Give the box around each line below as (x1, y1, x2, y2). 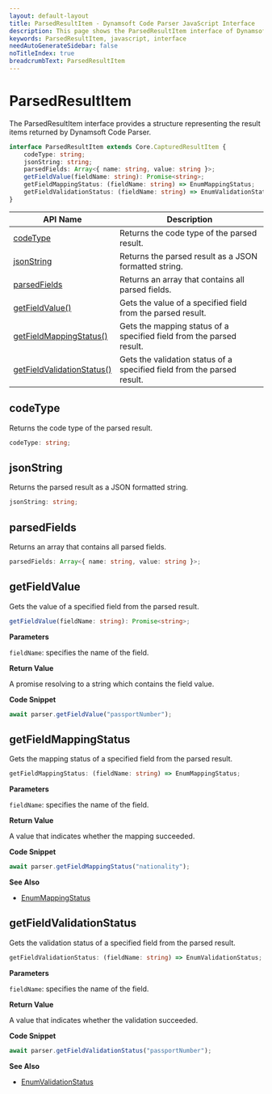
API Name (43, 214, 82, 225)
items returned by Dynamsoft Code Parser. (9, 127, 152, 137)
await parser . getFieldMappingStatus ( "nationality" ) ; (9, 863, 190, 871)
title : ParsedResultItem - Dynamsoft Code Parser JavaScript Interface (9, 19, 255, 28)
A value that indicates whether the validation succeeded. (9, 1015, 199, 1024)
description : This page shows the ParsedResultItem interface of (9, 27, 233, 35)
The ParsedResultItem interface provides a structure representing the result (9, 118, 261, 128)
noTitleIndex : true (9, 49, 75, 57)
